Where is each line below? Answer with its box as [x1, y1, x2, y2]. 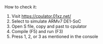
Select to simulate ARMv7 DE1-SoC [11, 19, 81, 24]
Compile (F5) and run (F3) [11, 29, 64, 34]
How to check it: [4, 4, 37, 10]
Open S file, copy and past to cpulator [11, 23, 87, 29]
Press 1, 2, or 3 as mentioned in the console [11, 33, 98, 39]
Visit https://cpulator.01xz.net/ [11, 13, 71, 19]
